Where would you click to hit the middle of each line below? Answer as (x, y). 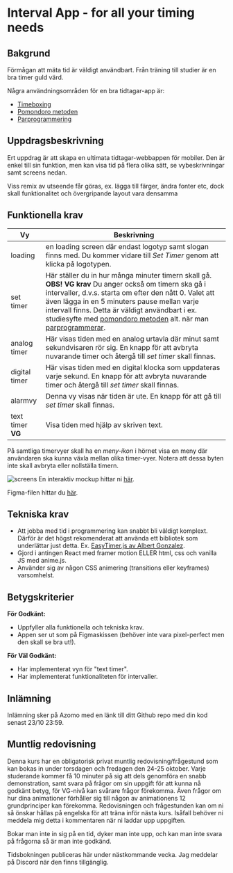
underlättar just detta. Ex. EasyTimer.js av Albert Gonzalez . (101, 546)
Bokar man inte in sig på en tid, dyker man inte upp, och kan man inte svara (115, 833)
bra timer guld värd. (35, 77)
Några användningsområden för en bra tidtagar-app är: (86, 91)
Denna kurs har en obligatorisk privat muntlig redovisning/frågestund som (113, 761)
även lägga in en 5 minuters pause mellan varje (122, 301)
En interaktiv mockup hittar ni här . (87, 479)
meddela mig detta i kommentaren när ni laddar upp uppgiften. (96, 820)
